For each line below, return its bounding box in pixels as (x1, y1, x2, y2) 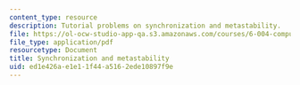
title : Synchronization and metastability (9, 54, 170, 63)
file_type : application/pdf (9, 37, 114, 47)
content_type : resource (9, 12, 98, 22)
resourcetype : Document (9, 46, 98, 55)
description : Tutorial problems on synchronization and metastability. (9, 21, 281, 30)
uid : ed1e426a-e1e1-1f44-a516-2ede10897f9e (9, 63, 174, 72)
